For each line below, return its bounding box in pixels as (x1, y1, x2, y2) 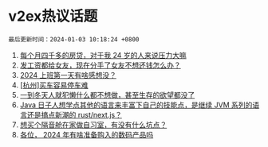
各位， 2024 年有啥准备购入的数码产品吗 (19, 130, 154, 139)
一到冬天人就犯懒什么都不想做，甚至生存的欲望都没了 (19, 90, 195, 99)
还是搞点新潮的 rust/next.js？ (26, 110, 122, 119)
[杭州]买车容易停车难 (19, 80, 89, 90)
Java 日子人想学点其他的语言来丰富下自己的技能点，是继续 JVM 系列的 (19, 100, 253, 110)
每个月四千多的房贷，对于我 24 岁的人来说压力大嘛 (19, 50, 187, 60)
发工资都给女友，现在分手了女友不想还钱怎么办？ (19, 60, 181, 70)
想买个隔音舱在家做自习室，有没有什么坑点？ (19, 120, 167, 130)
